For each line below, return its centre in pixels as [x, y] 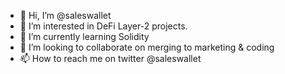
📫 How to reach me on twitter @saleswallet [110, 58]
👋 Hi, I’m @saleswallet [65, 15]
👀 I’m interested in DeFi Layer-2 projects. [103, 26]
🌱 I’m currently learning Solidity [84, 36]
